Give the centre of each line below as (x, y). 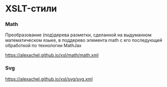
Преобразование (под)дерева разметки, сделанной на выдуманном (78, 35)
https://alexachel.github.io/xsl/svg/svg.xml (49, 79)
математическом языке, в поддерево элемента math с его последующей (84, 40)
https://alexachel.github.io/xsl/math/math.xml (52, 55)
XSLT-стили (31, 9)
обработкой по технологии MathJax (43, 46)
